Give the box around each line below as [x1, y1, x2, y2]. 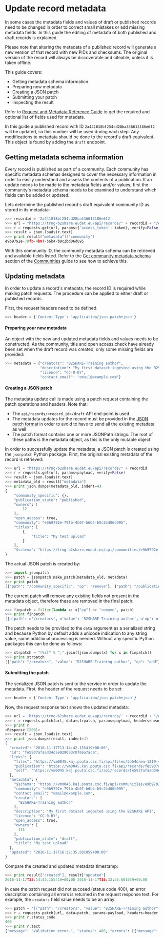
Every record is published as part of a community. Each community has [5, 166, 149, 172]
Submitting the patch [5, 670, 49, 676]
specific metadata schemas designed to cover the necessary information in [5, 171, 157, 177]
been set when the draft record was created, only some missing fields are [5, 346, 154, 352]
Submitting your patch [12, 94, 57, 100]
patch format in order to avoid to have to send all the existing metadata [12, 421, 155, 427]
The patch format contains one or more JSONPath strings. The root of [12, 431, 153, 437]
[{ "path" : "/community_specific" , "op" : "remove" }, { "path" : [5, 584, 132, 589]
